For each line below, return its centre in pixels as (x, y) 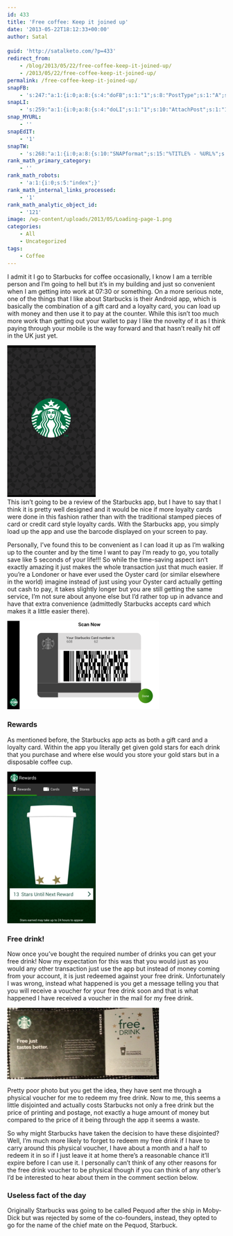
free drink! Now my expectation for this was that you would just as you (108, 961)
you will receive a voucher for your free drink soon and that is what (103, 991)
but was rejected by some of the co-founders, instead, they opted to (119, 1218)
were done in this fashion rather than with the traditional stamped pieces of (114, 516)
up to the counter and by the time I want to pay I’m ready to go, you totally (113, 552)
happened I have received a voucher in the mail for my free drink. (101, 998)
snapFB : (18, 88)
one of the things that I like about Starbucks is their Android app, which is (112, 299)
